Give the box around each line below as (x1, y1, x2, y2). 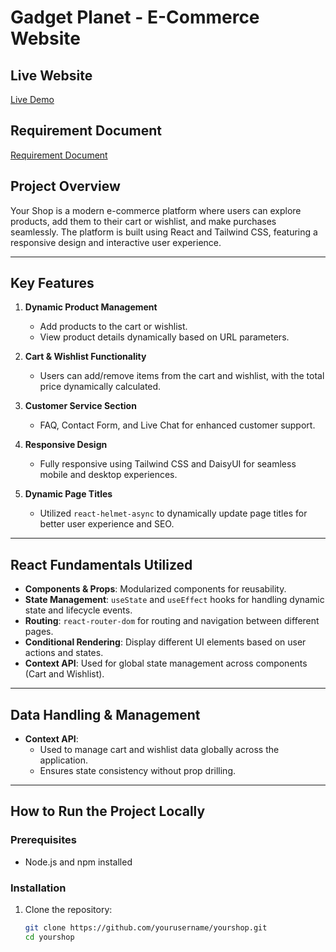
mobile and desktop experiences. (39, 469, 178, 481)
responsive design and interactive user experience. (10, 236, 222, 248)
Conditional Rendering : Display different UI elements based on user (24, 636, 307, 648)
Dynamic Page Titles (24, 488, 113, 500)
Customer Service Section (24, 400, 137, 412)
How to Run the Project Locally (10, 803, 206, 820)
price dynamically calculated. (39, 381, 162, 393)
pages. (24, 626, 54, 638)
